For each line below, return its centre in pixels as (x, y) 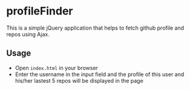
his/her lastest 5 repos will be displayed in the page (79, 80)
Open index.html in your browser (57, 68)
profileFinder (40, 11)
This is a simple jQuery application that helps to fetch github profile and (95, 28)
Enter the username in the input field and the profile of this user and (100, 74)
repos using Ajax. (28, 34)
